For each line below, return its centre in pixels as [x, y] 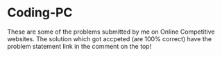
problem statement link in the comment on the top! [79, 46]
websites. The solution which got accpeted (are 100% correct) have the [110, 38]
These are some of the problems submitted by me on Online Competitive [111, 32]
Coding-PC [40, 13]
